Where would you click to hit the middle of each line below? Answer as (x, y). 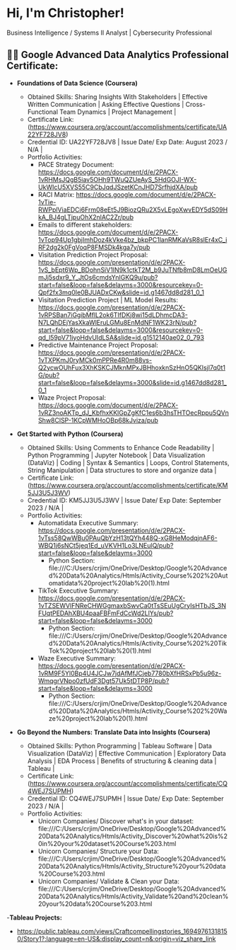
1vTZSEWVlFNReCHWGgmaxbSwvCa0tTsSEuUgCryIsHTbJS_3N (132, 605)
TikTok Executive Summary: (78, 590)
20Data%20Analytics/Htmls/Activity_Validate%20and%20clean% (133, 896)
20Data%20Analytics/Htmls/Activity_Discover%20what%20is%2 (132, 836)
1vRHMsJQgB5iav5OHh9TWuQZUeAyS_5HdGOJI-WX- (117, 179)
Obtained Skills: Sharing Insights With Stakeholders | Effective (117, 96)
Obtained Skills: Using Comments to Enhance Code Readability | (121, 447)
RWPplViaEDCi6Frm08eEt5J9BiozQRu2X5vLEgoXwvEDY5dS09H (133, 210)
